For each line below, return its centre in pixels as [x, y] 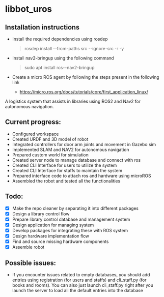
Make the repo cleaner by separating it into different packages [75, 208]
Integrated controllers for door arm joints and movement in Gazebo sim [84, 144]
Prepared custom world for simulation [50, 155]
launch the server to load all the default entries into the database [78, 290]
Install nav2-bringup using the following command [63, 58]
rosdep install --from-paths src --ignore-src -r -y [74, 48]
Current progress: [33, 122]
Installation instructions [42, 27]
